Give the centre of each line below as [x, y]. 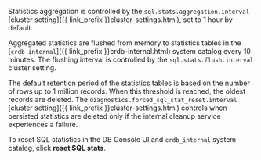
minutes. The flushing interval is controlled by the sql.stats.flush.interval [131, 59]
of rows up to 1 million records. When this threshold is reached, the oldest [127, 91]
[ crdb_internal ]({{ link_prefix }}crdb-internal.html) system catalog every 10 [129, 51]
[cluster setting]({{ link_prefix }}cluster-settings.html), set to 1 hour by [120, 20]
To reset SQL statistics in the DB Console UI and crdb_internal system [122, 139]
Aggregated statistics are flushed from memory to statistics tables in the [125, 43]
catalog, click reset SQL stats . [57, 148]
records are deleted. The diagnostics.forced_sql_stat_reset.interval [123, 100]
